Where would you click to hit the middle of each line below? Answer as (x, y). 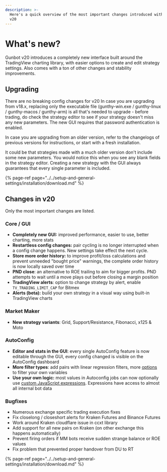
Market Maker (22, 311)
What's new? (33, 44)
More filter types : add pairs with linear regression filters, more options (85, 367)
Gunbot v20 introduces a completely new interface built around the (74, 57)
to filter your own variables (40, 372)
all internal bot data (32, 388)
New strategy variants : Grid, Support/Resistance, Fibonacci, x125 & (82, 322)
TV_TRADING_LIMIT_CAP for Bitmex (46, 288)
